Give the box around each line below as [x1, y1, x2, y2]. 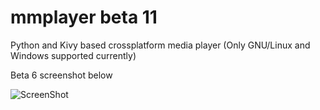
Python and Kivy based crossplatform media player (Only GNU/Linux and [10, 39, 311, 51]
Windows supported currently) [10, 49, 137, 61]
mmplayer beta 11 [10, 6, 158, 29]
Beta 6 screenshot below [10, 69, 113, 81]
